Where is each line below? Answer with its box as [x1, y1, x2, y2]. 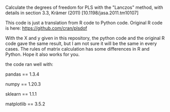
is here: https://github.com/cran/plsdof [5, 25, 88, 31]
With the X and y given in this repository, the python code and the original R [5, 35, 165, 41]
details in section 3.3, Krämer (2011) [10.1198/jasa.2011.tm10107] [5, 10, 139, 16]
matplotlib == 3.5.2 [5, 101, 46, 107]
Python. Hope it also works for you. [5, 51, 80, 57]
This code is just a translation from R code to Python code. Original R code [5, 20, 163, 26]
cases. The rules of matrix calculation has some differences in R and [5, 46, 150, 52]
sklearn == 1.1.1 [5, 91, 37, 97]
